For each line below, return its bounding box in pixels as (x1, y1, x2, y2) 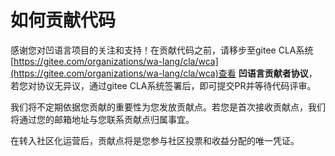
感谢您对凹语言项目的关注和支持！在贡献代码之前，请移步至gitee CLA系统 (10, 44, 314, 56)
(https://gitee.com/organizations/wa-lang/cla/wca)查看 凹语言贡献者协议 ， (10, 67, 318, 79)
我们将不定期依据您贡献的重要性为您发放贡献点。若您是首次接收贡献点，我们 (10, 101, 326, 113)
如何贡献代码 (10, 9, 117, 32)
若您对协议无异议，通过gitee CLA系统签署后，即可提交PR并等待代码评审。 (10, 79, 317, 91)
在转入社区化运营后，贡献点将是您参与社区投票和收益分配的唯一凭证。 (10, 134, 300, 146)
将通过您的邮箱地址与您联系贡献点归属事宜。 (10, 113, 195, 125)
